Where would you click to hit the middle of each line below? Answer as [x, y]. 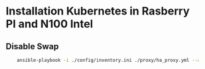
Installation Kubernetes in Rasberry [98, 11]
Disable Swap [32, 46]
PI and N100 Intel [49, 24]
